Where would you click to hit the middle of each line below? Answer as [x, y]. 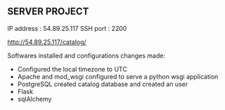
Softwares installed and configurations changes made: [86, 55]
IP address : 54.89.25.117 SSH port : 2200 [67, 28]
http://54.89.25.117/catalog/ [47, 42]
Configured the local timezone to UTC [72, 69]
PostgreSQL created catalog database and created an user [103, 84]
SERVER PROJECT [48, 12]
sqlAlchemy [34, 99]
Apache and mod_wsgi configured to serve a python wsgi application [118, 76]
